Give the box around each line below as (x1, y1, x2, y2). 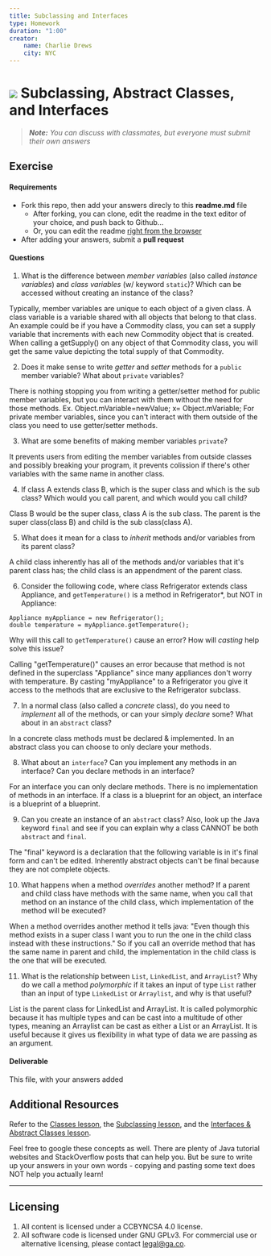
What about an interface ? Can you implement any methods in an (20, 757, 237, 767)
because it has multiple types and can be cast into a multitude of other (9, 1013, 244, 1022)
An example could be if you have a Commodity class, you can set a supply (9, 320, 256, 331)
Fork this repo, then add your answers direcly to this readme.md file (20, 200, 248, 210)
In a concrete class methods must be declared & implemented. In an (9, 733, 235, 742)
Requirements (9, 182, 58, 192)
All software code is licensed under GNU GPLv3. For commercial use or (20, 1230, 257, 1240)
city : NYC (23, 49, 57, 57)
